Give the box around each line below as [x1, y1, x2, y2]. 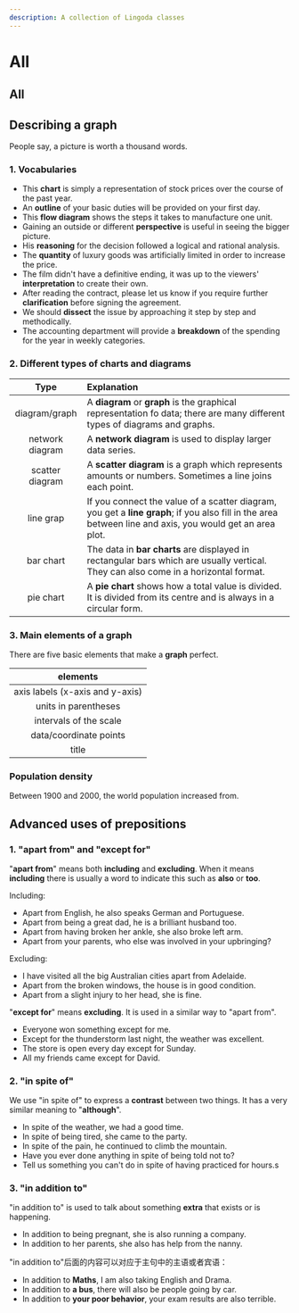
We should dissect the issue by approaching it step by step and [21, 307, 256, 318]
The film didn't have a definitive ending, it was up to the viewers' [21, 269, 260, 279]
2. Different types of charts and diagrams [9, 358, 191, 370]
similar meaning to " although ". [9, 1104, 122, 1116]
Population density [9, 769, 93, 782]
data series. [86, 444, 136, 456]
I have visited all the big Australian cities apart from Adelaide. [21, 970, 247, 981]
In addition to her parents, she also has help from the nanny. [21, 1238, 243, 1250]
